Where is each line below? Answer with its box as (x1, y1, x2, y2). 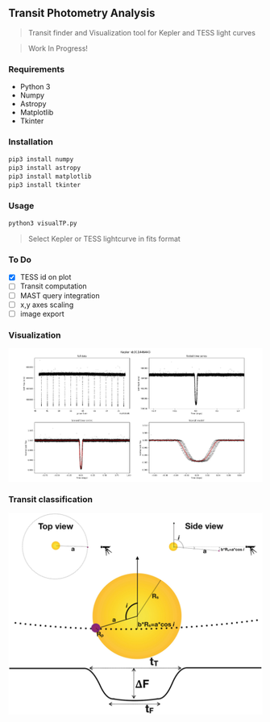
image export (19, 309, 64, 318)
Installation (8, 136, 54, 147)
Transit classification (8, 494, 93, 505)
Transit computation (19, 281, 87, 291)
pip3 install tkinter (8, 181, 81, 189)
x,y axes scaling (19, 300, 74, 309)
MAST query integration (19, 290, 100, 301)
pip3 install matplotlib (8, 172, 92, 180)
